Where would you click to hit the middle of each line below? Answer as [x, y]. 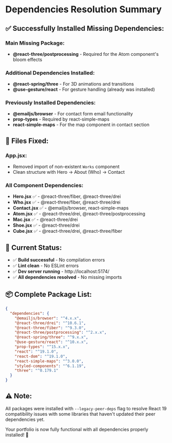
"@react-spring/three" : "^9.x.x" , [51, 337]
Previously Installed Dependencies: [51, 103]
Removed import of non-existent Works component [66, 167]
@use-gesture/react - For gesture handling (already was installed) [84, 89]
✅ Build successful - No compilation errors [59, 260]
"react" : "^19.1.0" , [36, 351]
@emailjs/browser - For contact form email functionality [73, 114]
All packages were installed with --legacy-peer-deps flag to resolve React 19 [86, 408]
